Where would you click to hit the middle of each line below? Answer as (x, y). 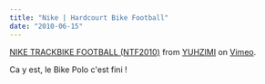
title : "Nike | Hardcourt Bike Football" (89, 18)
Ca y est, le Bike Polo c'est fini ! (68, 70)
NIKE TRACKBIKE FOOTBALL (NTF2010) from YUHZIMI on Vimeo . (133, 51)
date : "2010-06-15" (46, 26)
